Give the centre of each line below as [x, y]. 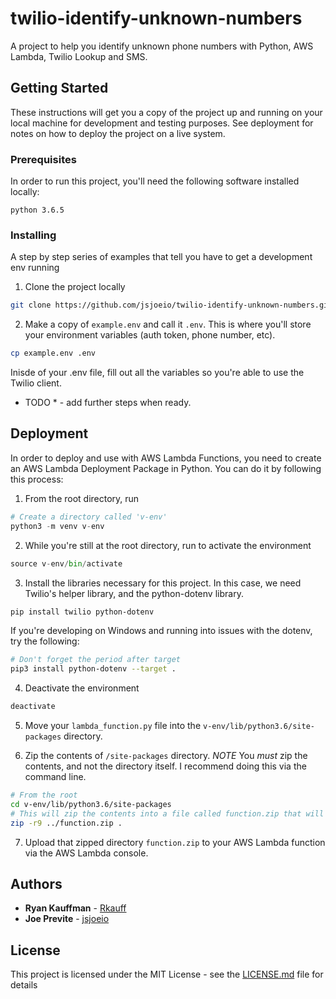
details [24, 985]
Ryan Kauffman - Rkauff [75, 908]
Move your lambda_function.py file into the [113, 726]
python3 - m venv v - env [57, 526]
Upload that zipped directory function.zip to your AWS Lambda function [175, 842]
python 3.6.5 [37, 210]
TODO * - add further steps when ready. [108, 403]
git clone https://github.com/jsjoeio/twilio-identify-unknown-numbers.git [171, 305]
